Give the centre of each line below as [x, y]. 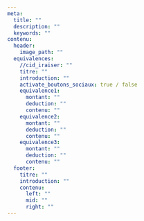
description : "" [37, 26]
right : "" [39, 207]
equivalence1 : [40, 91]
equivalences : [34, 59]
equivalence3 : [40, 143]
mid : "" [37, 201]
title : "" [27, 20]
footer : [25, 168]
